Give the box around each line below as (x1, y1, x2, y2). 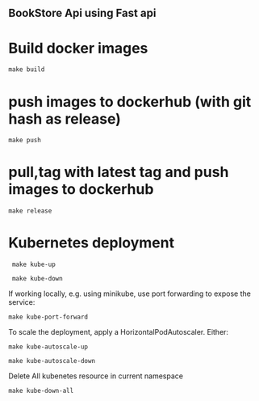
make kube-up (11, 260, 56, 269)
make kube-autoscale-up (8, 343, 89, 351)
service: (8, 298, 36, 307)
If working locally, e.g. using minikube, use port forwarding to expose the (8, 289, 252, 298)
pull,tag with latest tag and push (8, 163, 229, 181)
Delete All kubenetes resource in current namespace (8, 371, 184, 381)
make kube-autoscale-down (8, 357, 95, 365)
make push (8, 137, 42, 145)
